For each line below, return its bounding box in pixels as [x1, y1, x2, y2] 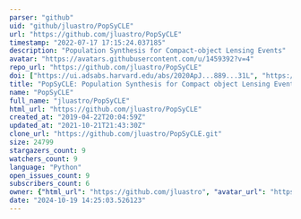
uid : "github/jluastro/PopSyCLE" [9, 21, 134, 30]
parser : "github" [9, 13, 74, 22]
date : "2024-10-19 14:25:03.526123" [9, 196, 146, 206]
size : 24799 [9, 138, 54, 147]
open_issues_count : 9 [9, 171, 90, 180]
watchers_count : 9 [9, 154, 78, 164]
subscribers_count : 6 [9, 180, 90, 189]
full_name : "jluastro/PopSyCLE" [9, 96, 130, 105]
